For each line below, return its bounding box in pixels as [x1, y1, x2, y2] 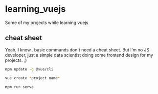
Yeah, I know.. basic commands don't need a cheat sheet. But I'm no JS [5, 47, 150, 52]
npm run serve [5, 84, 34, 89]
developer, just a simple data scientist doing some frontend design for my [5, 52, 153, 58]
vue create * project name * [5, 75, 60, 80]
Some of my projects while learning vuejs [5, 20, 89, 25]
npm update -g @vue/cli [5, 67, 54, 71]
